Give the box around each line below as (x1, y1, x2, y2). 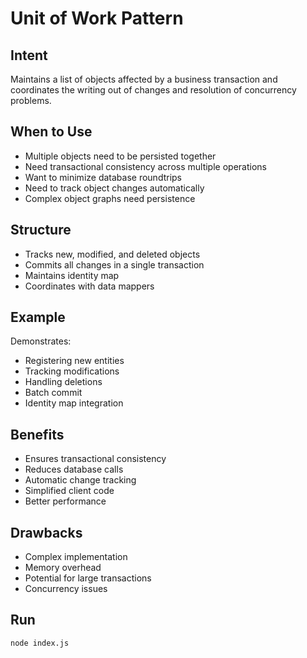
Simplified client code (24, 485, 115, 497)
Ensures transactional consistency (24, 453, 167, 465)
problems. (10, 95, 52, 106)
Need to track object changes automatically (24, 182, 205, 194)
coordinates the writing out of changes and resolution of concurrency (10, 84, 297, 96)
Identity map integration (24, 397, 124, 409)
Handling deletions (24, 376, 103, 388)
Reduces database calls (24, 463, 124, 476)
